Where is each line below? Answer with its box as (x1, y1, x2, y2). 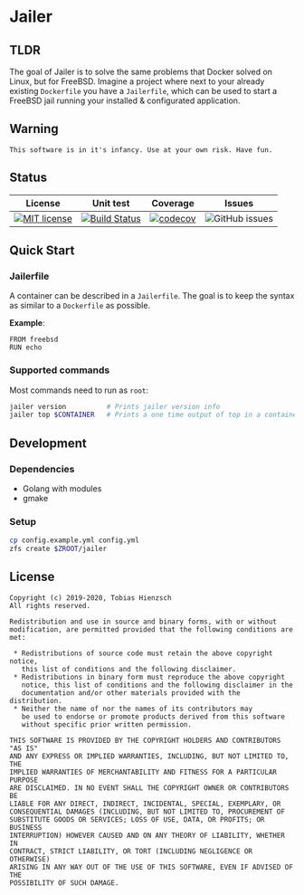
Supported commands (9, 364, 110, 376)
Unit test (91, 196, 130, 209)
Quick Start (9, 243, 75, 259)
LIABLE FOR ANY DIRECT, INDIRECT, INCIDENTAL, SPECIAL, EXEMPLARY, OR (9, 799, 281, 808)
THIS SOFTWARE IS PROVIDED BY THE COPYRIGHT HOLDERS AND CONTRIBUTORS (9, 736, 281, 745)
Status (9, 170, 48, 186)
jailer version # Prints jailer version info (9, 402, 221, 411)
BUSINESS (9, 823, 43, 832)
